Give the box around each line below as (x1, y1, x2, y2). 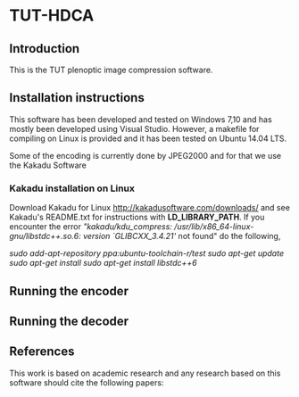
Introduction (9, 41, 80, 56)
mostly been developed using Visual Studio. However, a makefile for (9, 123, 260, 134)
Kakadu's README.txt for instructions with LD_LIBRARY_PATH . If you (9, 211, 265, 223)
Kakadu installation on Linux (9, 182, 136, 194)
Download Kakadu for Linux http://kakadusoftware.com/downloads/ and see (9, 203, 290, 213)
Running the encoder (9, 283, 129, 299)
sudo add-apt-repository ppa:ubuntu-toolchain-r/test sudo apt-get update (9, 248, 284, 259)
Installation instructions (9, 90, 145, 105)
